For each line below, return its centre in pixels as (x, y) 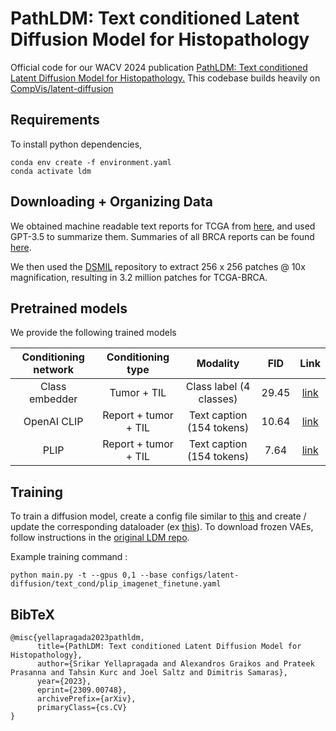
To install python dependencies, (76, 144)
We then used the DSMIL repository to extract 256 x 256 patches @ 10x (158, 266)
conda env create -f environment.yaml (91, 162)
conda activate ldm (51, 171)
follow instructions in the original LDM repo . (100, 538)
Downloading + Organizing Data (111, 202)
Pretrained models (69, 308)
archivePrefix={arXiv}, (86, 699)
